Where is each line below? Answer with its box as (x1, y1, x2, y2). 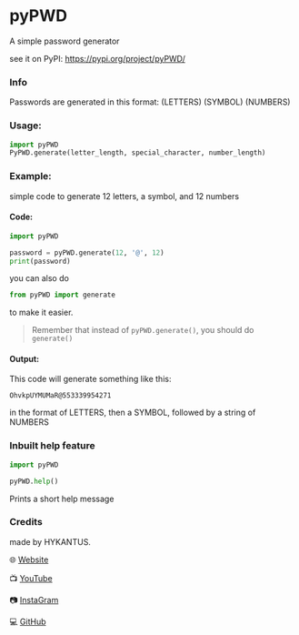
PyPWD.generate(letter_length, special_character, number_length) (9, 148, 266, 157)
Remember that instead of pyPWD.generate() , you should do (31, 325, 254, 336)
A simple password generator (9, 35, 120, 46)
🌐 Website (9, 554, 49, 565)
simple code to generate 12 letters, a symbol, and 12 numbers (9, 190, 240, 201)
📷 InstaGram (9, 594, 59, 605)
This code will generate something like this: (9, 374, 172, 385)
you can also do (9, 273, 70, 284)
